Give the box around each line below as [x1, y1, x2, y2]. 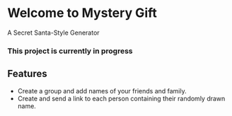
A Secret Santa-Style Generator [7, 28, 100, 37]
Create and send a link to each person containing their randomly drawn [17, 94, 226, 103]
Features [7, 68, 47, 80]
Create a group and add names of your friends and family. [17, 86, 187, 95]
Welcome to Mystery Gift [7, 5, 158, 21]
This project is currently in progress [7, 46, 133, 56]
